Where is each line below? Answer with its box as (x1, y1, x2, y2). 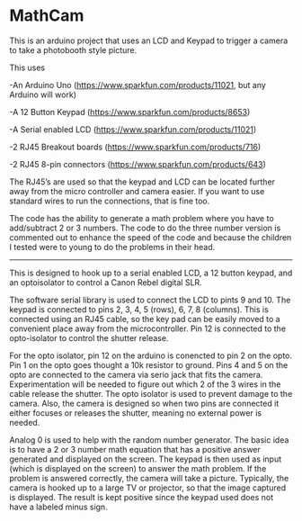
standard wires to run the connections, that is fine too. (9, 195, 210, 206)
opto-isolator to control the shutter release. (9, 332, 169, 343)
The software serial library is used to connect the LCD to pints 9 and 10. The (9, 294, 291, 305)
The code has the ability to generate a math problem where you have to (9, 212, 274, 223)
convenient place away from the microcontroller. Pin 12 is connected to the (9, 323, 286, 334)
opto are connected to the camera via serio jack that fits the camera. (9, 369, 263, 380)
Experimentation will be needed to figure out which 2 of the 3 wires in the (9, 379, 281, 390)
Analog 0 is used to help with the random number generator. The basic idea (9, 434, 289, 445)
